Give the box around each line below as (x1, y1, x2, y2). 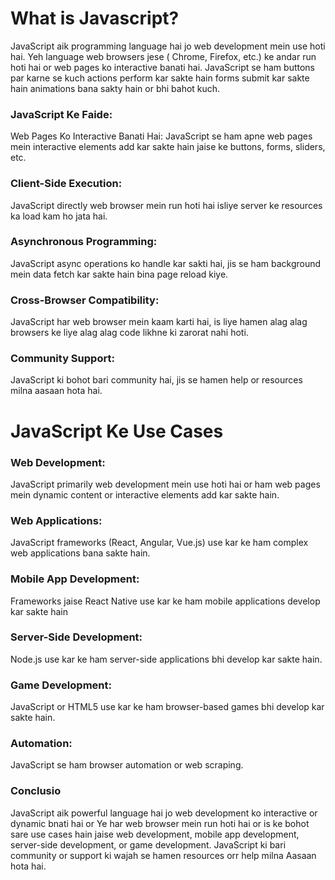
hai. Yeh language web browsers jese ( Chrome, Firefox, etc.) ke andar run (10, 50, 317, 62)
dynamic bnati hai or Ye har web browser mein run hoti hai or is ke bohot (10, 817, 310, 829)
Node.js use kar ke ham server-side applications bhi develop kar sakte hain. (10, 653, 323, 665)
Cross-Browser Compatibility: (10, 293, 160, 307)
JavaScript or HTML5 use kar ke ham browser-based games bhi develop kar (10, 701, 325, 713)
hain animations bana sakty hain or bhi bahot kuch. (10, 82, 221, 94)
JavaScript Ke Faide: (10, 107, 113, 121)
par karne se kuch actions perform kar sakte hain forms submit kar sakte (10, 72, 310, 84)
